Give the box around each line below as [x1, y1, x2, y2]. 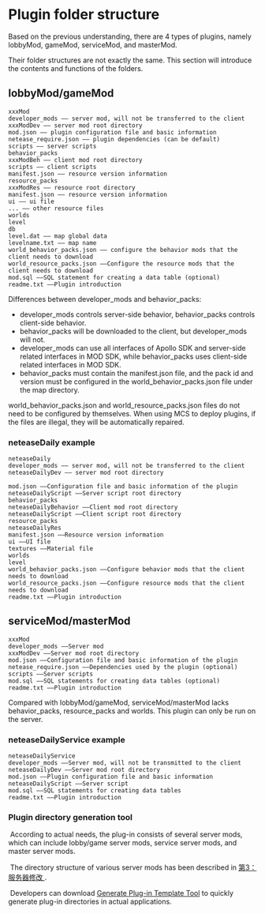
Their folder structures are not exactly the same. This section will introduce [8, 55, 252, 65]
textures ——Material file [8, 545, 93, 553]
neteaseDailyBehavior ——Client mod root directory [8, 503, 178, 511]
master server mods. [8, 847, 76, 856]
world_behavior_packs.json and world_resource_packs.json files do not [8, 401, 241, 410]
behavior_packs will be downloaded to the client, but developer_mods [19, 326, 247, 336]
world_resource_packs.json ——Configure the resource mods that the [8, 259, 235, 268]
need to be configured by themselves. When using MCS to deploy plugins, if [8, 408, 256, 418]
